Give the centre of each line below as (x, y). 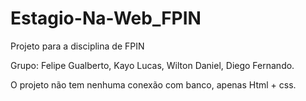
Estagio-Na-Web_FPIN (106, 18)
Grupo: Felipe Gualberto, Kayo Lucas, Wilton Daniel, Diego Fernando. (152, 65)
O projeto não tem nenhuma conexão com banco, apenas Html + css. (153, 84)
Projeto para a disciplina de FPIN (77, 46)
